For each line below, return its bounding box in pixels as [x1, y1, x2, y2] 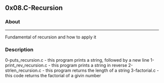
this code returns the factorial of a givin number [5, 72, 101, 78]
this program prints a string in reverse [51, 62, 127, 68]
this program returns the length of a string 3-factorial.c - [45, 67, 159, 73]
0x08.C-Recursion [5, 4, 63, 12]
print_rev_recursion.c [5, 62, 47, 68]
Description [5, 46, 34, 53]
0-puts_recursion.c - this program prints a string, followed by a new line [5, 57, 150, 63]
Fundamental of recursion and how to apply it [5, 34, 97, 40]
